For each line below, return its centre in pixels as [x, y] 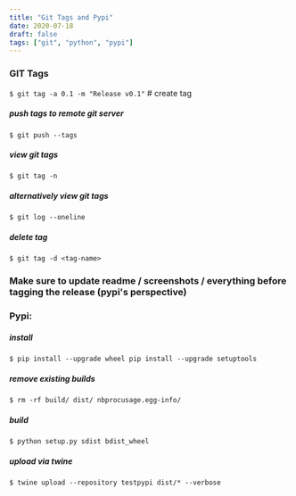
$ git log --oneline [48, 218]
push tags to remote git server [66, 113]
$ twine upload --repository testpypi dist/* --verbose [115, 483]
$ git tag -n [33, 176]
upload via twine [41, 461]
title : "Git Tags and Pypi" [62, 17]
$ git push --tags [43, 135]
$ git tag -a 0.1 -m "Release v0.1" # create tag [100, 93]
